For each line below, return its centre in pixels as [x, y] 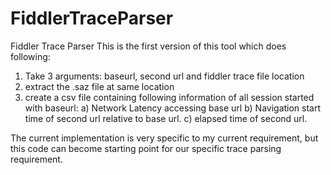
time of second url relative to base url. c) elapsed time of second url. [166, 118]
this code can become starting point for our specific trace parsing [146, 148]
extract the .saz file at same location [99, 86]
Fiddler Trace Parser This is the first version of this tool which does [148, 46]
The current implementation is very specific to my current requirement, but [164, 138]
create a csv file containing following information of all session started [169, 97]
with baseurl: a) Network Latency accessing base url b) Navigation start [173, 108]
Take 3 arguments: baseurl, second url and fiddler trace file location [164, 76]
